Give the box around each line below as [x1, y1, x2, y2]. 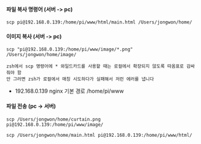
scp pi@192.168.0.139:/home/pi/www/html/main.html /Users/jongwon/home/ [6, 19, 193, 25]
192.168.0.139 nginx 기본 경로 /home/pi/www [14, 87, 125, 95]
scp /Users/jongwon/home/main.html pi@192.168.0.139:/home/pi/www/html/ [6, 132, 193, 138]
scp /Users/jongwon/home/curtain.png [6, 116, 101, 122]
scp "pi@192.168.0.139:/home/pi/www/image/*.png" [6, 46, 134, 52]
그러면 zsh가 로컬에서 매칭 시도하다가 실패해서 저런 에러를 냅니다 [13, 76, 155, 83]
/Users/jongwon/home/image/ [6, 52, 77, 58]
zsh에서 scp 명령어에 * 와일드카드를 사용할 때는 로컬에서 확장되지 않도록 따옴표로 [6, 63, 184, 69]
